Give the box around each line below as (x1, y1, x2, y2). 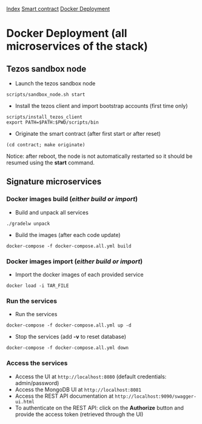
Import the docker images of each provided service (15, 270, 144, 278)
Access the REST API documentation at (15, 392, 114, 400)
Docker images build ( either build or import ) (6, 195, 138, 203)
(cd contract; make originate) (6, 142, 86, 148)
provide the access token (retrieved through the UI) (15, 411, 144, 418)
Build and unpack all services (15, 208, 89, 216)
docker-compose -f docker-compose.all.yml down (6, 345, 129, 351)
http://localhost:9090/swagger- (115, 393, 197, 400)
